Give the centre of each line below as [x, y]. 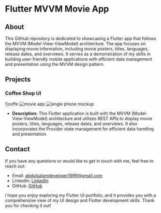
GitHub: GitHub [27, 186]
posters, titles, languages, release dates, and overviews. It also [75, 123]
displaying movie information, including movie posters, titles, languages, [77, 49]
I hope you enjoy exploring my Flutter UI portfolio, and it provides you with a [80, 195]
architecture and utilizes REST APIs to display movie [100, 118]
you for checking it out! [28, 205]
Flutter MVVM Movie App [57, 9]
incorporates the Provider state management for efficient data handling [83, 129]
